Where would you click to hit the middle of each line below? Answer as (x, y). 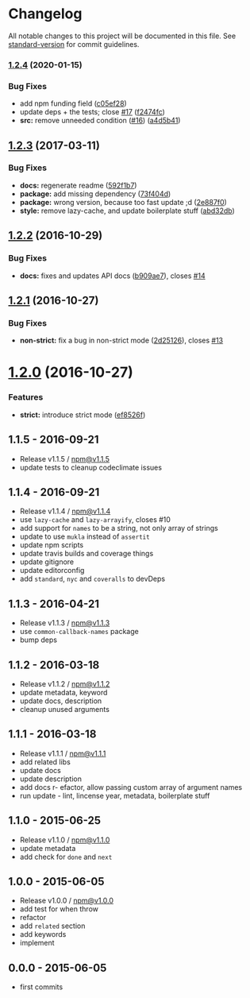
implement (37, 943)
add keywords (43, 934)
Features (26, 397)
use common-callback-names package (79, 632)
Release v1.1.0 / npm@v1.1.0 (65, 840)
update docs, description (61, 701)
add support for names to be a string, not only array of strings (119, 528)
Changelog (45, 14)
